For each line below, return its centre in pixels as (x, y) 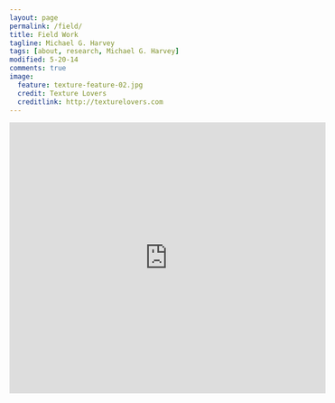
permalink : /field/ (46, 26)
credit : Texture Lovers (62, 93)
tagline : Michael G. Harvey (62, 43)
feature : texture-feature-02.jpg (80, 85)
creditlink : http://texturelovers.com (91, 102)
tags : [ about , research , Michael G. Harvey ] (94, 52)
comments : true (38, 69)
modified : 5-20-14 (44, 60)
